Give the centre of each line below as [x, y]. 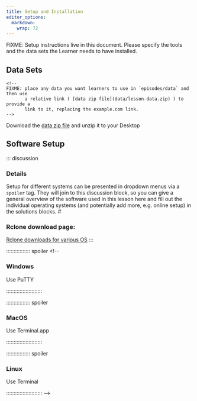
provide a [18, 104]
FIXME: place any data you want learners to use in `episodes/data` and [98, 89]
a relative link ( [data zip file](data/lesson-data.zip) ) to [104, 99]
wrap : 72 [28, 28]
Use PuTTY [20, 279]
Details [17, 173]
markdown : [23, 22]
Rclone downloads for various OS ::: [50, 240]
